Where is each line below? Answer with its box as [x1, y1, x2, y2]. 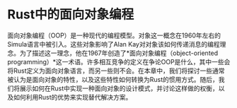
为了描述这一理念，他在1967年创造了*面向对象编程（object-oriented [19, 49, 219, 57]
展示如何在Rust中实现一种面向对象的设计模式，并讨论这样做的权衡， [19, 84, 219, 92]
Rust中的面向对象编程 [7, 6, 134, 23]
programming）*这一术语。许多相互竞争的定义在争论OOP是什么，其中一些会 [7, 57, 231, 66]
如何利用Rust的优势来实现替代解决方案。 [13, 92, 132, 101]
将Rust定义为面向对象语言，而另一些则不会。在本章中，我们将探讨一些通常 [7, 66, 225, 75]
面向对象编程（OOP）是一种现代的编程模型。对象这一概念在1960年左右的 [7, 31, 221, 40]
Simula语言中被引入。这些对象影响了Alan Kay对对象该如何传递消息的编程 [7, 40, 221, 48]
